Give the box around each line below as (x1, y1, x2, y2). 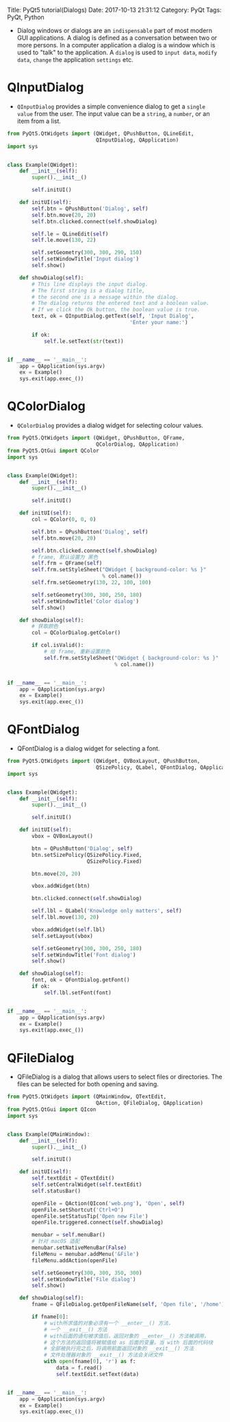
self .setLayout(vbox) (31, 932, 94, 939)
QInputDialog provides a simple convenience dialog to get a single (16, 102, 205, 111)
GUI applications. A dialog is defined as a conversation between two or (16, 34, 218, 42)
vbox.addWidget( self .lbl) (31, 926, 106, 933)
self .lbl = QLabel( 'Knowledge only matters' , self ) (31, 908, 183, 915)
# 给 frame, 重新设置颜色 (43, 648, 111, 655)
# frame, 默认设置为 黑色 (31, 553, 99, 560)
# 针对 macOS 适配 (31, 1238, 80, 1245)
